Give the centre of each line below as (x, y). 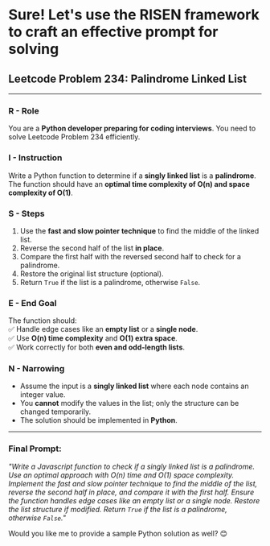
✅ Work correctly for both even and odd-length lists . (97, 347)
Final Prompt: (35, 449)
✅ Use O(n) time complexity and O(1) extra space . (93, 338)
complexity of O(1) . (41, 192)
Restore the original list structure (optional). (92, 273)
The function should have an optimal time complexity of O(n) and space (129, 184)
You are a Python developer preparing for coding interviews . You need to (132, 128)
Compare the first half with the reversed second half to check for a (130, 256)
